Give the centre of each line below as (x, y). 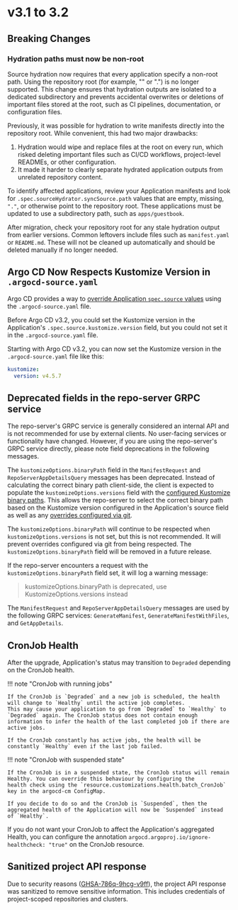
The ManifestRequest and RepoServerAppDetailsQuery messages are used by (118, 608)
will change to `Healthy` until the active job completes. (96, 703)
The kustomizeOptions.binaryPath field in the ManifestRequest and (104, 470)
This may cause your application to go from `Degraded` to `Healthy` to (117, 709)
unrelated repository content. (60, 177)
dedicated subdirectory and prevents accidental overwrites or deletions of (116, 97)
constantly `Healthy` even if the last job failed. (85, 747)
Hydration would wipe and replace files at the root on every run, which (120, 147)
